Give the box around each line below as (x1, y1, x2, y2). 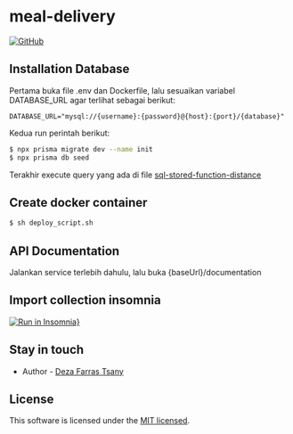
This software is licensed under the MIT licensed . (9, 415, 190, 426)
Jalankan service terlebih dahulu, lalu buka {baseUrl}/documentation (9, 267, 262, 277)
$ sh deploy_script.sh (9, 218, 94, 228)
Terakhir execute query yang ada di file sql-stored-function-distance (9, 169, 262, 180)
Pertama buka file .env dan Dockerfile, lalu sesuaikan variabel (9, 85, 236, 95)
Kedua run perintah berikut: (9, 127, 110, 138)
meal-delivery (9, 6, 116, 27)
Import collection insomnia (9, 292, 162, 308)
